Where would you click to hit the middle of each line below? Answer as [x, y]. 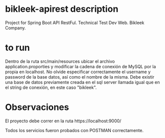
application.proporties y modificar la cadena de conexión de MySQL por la [81, 66]
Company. [16, 28]
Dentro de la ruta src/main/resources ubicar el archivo [60, 61]
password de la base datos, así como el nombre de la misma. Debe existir [80, 77]
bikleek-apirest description [62, 9]
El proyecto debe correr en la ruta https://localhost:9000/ [63, 121]
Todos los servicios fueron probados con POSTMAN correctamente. [74, 130]
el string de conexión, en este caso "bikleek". [51, 87]
